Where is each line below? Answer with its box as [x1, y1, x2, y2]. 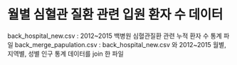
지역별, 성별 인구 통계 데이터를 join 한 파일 [7, 49, 125, 58]
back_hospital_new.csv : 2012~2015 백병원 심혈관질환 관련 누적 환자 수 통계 [7, 31, 222, 40]
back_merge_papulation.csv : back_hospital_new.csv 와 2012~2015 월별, [14, 40, 226, 49]
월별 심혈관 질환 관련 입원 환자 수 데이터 [7, 6, 223, 23]
